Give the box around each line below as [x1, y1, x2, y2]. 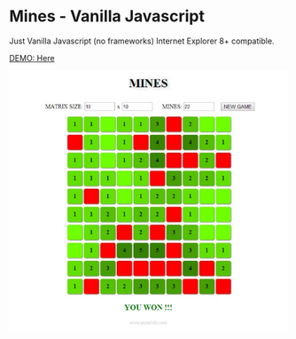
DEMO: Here [9, 52, 55, 63]
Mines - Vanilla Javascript [9, 6, 206, 27]
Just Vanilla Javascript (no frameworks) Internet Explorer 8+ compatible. [9, 35, 275, 46]
